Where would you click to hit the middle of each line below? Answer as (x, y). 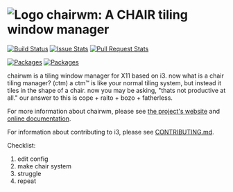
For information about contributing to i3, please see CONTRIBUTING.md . (111, 132)
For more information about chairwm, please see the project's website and (114, 111)
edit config (33, 159)
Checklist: (21, 145)
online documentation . (39, 119)
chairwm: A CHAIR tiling (117, 15)
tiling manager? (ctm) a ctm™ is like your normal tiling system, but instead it (114, 82)
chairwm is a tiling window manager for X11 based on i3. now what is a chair (115, 76)
